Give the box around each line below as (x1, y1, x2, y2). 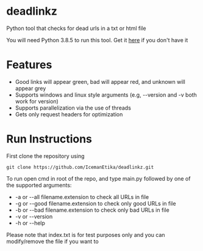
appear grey (15, 84, 46, 92)
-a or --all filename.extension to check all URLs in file (15, 193, 149, 200)
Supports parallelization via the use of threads (15, 104, 131, 111)
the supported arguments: (6, 181, 72, 189)
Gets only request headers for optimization (15, 110, 123, 118)
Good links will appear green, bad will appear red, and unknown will (15, 78, 186, 85)
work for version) (15, 97, 59, 105)
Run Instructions (6, 132, 93, 146)
